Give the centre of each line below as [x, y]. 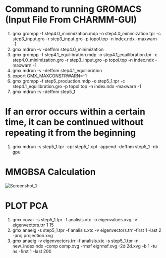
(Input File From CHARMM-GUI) [71, 20]
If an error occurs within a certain [75, 112]
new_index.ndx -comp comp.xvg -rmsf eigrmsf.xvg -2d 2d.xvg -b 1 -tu [84, 246]
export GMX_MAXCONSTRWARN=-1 [50, 76]
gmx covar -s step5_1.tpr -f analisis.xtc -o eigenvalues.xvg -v [75, 219]
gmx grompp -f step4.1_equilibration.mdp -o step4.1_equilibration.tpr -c [85, 54]
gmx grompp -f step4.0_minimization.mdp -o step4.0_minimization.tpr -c [86, 33]
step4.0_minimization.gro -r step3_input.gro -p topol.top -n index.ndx [83, 60]
